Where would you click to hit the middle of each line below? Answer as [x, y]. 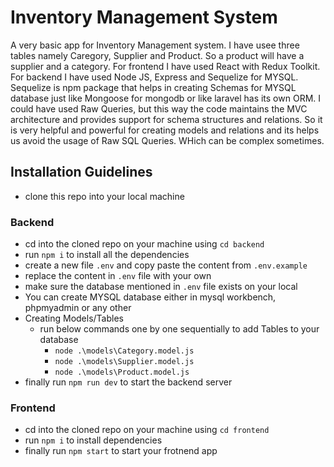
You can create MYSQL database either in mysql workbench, [150, 297]
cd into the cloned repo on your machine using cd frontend [147, 430]
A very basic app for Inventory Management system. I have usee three [155, 45]
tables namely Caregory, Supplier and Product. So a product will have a [157, 55]
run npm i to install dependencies [93, 440]
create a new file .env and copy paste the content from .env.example [166, 265]
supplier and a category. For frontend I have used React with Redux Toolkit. [165, 66]
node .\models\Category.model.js [124, 351]
